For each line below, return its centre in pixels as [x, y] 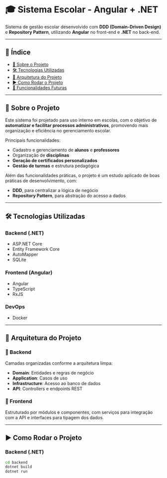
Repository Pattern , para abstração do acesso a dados [69, 195]
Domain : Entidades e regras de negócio [53, 373]
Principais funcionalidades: [33, 140]
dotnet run [16, 472]
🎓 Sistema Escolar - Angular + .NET [82, 10]
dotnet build [19, 467]
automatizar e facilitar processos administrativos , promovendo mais [77, 125]
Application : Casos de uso [40, 378]
